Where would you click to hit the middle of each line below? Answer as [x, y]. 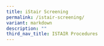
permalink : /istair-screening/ [45, 17]
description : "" [26, 28]
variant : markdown [29, 23]
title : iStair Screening [37, 12]
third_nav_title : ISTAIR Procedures [52, 34]
